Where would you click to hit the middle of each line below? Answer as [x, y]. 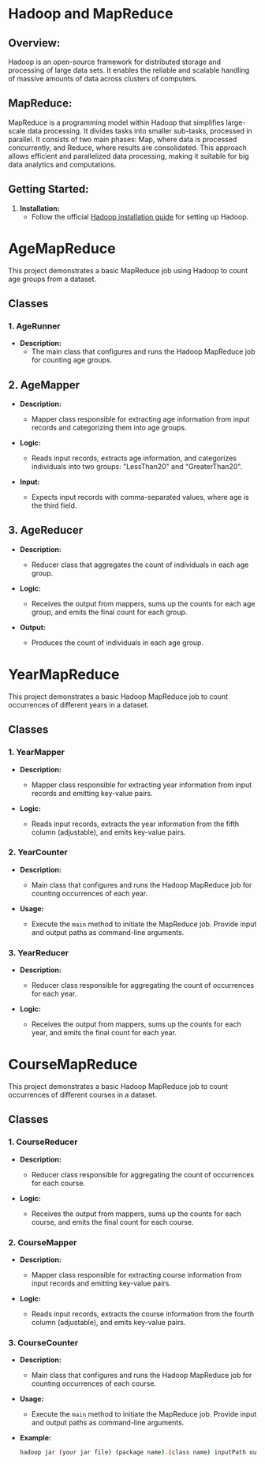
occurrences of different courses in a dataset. [83, 1095]
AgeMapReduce [62, 248]
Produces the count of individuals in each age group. [117, 642]
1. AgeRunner [34, 326]
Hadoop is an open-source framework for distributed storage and [114, 62]
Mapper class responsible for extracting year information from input [142, 785]
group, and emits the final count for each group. [109, 612]
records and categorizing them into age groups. [109, 428]
